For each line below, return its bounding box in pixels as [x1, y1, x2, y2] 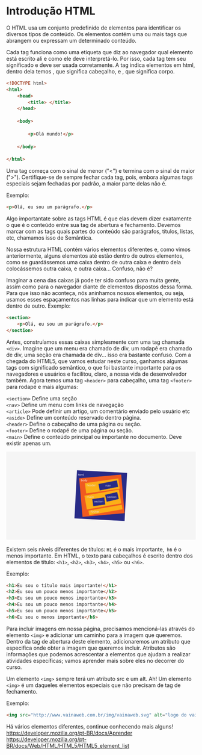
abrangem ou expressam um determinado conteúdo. [6, 37, 137, 44]
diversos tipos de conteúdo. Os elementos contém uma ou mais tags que [6, 30, 188, 37]
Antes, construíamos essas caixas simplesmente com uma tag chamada [6, 338, 185, 346]
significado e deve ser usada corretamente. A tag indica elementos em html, [6, 61, 195, 69]
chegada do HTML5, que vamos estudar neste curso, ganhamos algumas [6, 357, 188, 365]
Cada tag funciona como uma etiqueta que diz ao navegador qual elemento [6, 48, 194, 55]
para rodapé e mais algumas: [6, 383, 78, 390]
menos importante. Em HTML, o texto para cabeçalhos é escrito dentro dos [6, 552, 194, 559]
